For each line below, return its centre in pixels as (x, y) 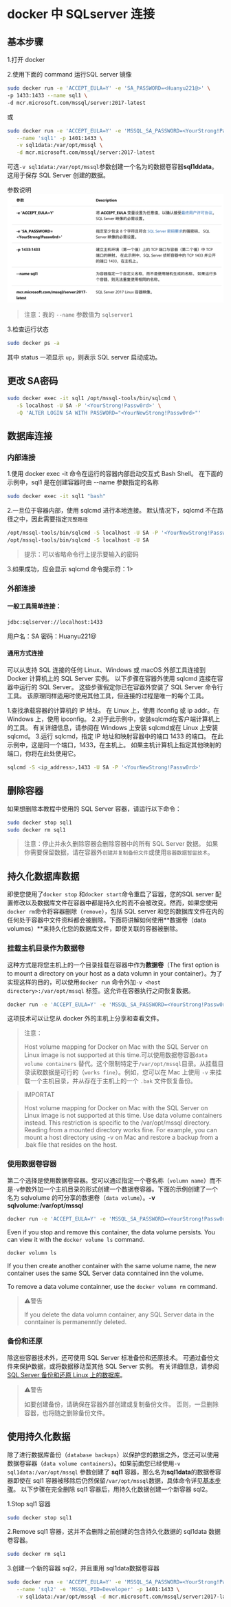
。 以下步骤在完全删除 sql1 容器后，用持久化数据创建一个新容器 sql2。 (112, 1489)
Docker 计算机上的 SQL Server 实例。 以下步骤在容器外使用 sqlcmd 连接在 (112, 678)
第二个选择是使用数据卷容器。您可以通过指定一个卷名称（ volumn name (106, 1180)
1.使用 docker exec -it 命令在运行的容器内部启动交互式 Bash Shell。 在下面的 (115, 474)
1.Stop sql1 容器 (29, 1504)
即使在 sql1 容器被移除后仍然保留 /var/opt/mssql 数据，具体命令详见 (108, 1480)
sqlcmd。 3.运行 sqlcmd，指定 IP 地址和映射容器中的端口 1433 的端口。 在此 (115, 736)
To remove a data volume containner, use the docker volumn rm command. (112, 1287)
